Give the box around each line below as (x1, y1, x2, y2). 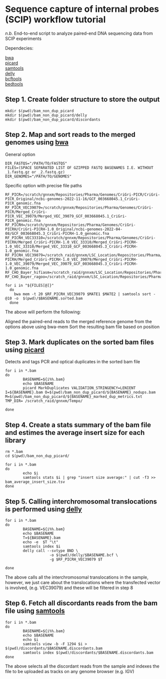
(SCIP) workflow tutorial (5, 14, 106, 25)
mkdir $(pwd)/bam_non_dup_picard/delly (5, 113, 87, 118)
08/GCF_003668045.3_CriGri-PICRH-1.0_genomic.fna (5, 231, 110, 236)
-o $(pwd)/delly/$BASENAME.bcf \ (49, 552, 119, 557)
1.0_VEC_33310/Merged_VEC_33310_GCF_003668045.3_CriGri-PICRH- (5, 244, 138, 249)
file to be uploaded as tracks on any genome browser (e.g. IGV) (5, 668, 134, 674)
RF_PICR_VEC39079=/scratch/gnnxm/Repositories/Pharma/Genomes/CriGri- (5, 205, 154, 210)
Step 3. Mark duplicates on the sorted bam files (5, 338, 154, 346)
